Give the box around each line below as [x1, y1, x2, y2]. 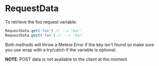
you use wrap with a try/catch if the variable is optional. [5, 47, 117, 52]
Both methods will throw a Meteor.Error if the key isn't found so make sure [5, 42, 155, 48]
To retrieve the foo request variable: [5, 19, 77, 25]
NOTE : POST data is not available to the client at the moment [5, 56, 127, 62]
